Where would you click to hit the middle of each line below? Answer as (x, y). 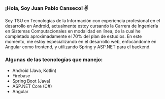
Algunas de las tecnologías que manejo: (54, 60)
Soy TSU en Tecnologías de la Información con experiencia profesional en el (82, 21)
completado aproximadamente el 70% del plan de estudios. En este (73, 36)
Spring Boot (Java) (31, 81)
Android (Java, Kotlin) (34, 70)
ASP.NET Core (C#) (32, 86)
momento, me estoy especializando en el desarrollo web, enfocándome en (81, 42)
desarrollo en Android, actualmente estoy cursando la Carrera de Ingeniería (82, 26)
